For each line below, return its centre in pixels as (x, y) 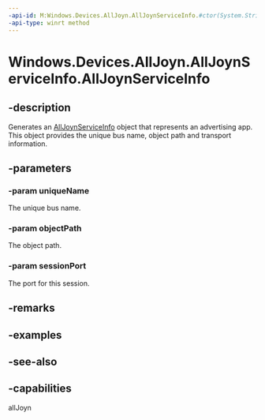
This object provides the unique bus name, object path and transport (120, 135)
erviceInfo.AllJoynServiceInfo (109, 79)
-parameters (40, 168)
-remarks (32, 308)
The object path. (35, 246)
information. (28, 144)
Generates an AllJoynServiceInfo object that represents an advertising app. (131, 126)
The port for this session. (49, 283)
